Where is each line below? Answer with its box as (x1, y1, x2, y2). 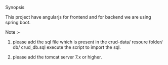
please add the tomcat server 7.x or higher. (12, 54, 102, 60)
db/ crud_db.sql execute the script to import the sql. (12, 44, 121, 50)
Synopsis (5, 5, 25, 10)
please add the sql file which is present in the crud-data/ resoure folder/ (12, 39, 163, 45)
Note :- (5, 29, 20, 35)
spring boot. (5, 20, 31, 25)
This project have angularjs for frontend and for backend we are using (5, 14, 151, 20)
